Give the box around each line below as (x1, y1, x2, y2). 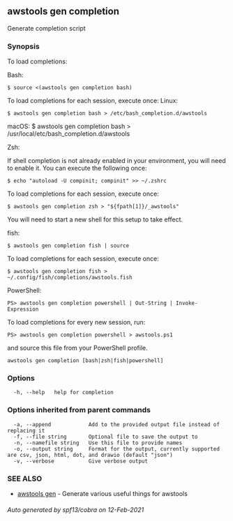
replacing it (7, 427, 45, 434)
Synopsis (7, 41, 40, 51)
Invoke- (175, 300, 198, 307)
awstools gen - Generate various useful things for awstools (17, 490, 188, 497)
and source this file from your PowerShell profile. (7, 344, 148, 352)
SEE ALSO (7, 474, 43, 483)
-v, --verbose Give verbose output (13, 458, 149, 465)
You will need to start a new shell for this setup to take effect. (7, 215, 183, 224)
